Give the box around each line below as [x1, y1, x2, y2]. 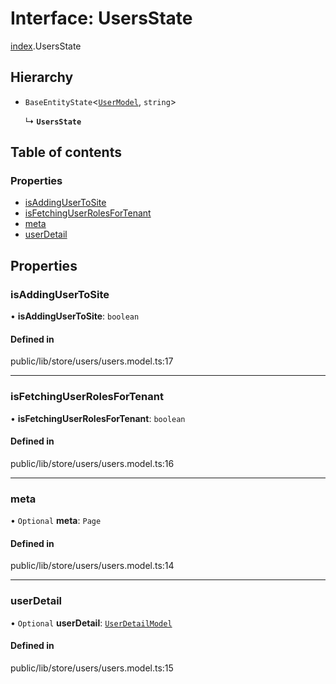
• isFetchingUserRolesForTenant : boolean [10, 412, 186, 424]
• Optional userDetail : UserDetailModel [10, 617, 173, 629]
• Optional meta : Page [10, 515, 102, 527]
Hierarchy [10, 69, 74, 86]
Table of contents [10, 144, 122, 161]
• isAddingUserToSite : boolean [10, 310, 140, 322]
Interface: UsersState [10, 7, 193, 30]
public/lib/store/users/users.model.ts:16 [10, 457, 175, 469]
